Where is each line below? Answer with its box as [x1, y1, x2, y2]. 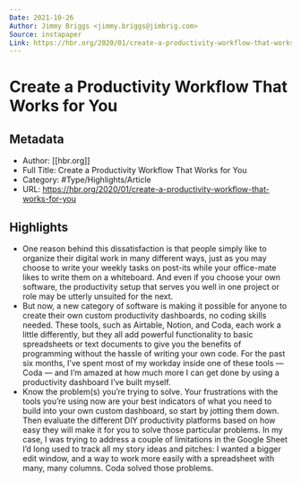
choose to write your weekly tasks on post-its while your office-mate [21, 262, 277, 274]
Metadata [9, 131, 64, 146]
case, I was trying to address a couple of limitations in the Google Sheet [21, 434, 288, 445]
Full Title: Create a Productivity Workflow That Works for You [21, 165, 247, 176]
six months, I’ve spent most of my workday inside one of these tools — [21, 358, 284, 369]
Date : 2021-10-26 [9, 13, 74, 22]
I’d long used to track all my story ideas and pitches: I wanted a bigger [21, 443, 281, 454]
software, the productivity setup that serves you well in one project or [21, 282, 279, 293]
